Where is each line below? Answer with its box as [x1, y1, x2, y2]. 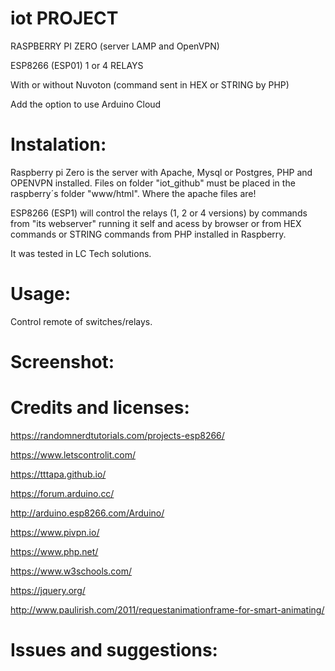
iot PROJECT [10, 7, 119, 30]
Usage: [10, 283, 72, 306]
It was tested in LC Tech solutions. [10, 247, 152, 259]
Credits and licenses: [10, 397, 190, 419]
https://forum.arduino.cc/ [10, 487, 115, 499]
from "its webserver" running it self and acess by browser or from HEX [10, 217, 302, 229]
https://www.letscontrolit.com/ [10, 448, 137, 461]
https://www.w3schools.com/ [10, 565, 132, 577]
